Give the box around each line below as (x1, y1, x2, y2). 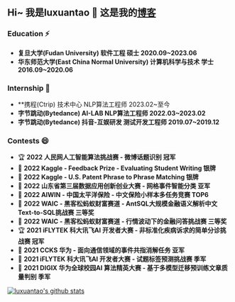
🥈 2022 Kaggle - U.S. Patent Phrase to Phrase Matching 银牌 (17, 173, 199, 181)
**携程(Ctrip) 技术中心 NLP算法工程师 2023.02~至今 (17, 100, 170, 108)
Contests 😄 (7, 135, 50, 145)
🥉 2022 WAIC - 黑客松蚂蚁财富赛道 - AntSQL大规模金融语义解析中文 (17, 199, 218, 208)
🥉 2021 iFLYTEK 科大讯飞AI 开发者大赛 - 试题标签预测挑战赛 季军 (17, 255, 207, 264)
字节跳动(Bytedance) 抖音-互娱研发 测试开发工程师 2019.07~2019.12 (17, 118, 220, 126)
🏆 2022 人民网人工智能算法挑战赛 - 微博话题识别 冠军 (17, 153, 176, 162)
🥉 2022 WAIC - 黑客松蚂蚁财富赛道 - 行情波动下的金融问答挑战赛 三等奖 (17, 217, 227, 225)
